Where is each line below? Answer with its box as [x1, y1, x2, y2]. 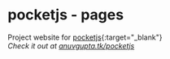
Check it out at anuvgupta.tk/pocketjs [7, 40, 135, 50]
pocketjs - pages [7, 6, 124, 24]
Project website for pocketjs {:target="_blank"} [7, 32, 163, 42]
